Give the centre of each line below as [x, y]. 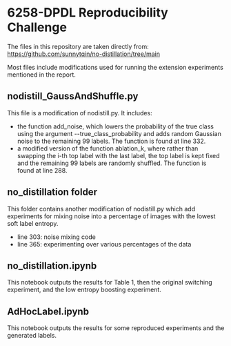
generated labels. [32, 336]
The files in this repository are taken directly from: [78, 46]
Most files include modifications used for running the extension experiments [115, 67]
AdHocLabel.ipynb [48, 311]
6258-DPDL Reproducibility [88, 13]
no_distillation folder [52, 192]
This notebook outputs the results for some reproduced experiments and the [116, 328]
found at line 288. [42, 170]
